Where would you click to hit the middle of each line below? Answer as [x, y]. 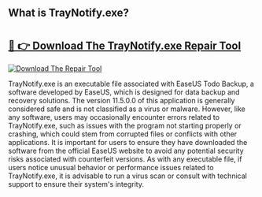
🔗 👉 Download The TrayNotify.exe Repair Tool [125, 45]
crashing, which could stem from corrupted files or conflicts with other [123, 134]
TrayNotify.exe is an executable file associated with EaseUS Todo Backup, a [131, 84]
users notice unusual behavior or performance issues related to [111, 167]
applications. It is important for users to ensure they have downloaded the [128, 142]
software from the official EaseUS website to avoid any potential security [126, 151]
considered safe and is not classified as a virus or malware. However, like [127, 109]
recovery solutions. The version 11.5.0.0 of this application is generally [122, 100]
